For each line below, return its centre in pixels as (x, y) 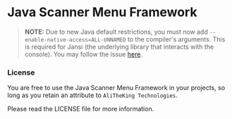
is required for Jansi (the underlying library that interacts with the (119, 46)
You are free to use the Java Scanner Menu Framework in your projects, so (116, 88)
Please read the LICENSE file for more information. (81, 109)
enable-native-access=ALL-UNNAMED (75, 39)
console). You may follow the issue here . (84, 54)
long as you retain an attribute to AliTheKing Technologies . (93, 95)
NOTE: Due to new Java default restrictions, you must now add (116, 32)
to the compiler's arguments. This (176, 39)
